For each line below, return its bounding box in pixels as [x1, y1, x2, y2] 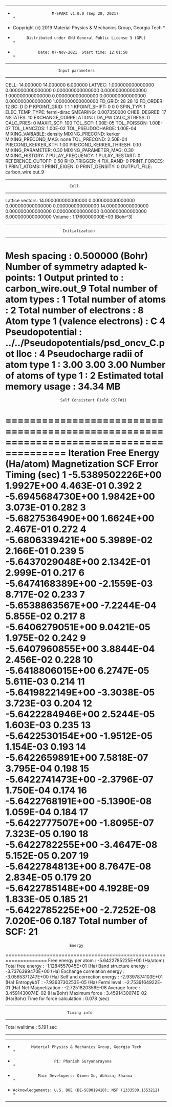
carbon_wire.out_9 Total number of [5, 283, 158, 294]
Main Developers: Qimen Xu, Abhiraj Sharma [38, 1073, 133, 1078]
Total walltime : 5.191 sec [5, 1024, 57, 1030]
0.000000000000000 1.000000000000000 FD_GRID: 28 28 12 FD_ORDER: [5, 98, 164, 104]
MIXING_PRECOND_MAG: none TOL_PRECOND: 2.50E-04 [5, 136, 128, 142]
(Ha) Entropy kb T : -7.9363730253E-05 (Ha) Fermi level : [5, 979, 124, 985]
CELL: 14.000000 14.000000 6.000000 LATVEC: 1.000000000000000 [5, 82, 155, 88]
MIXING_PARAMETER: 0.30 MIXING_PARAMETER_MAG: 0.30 [5, 147, 134, 153]
